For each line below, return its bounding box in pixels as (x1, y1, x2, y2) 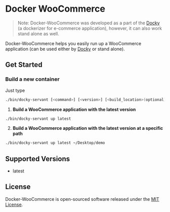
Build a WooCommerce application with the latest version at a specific (12, 125, 163, 131)
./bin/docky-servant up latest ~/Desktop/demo (5, 140, 105, 146)
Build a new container (5, 76, 60, 83)
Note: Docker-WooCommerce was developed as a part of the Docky (17, 20, 160, 26)
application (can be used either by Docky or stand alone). (5, 46, 125, 52)
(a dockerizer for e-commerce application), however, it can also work (17, 25, 162, 31)
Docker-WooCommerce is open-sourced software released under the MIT (5, 196, 159, 202)
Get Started (5, 60, 42, 69)
